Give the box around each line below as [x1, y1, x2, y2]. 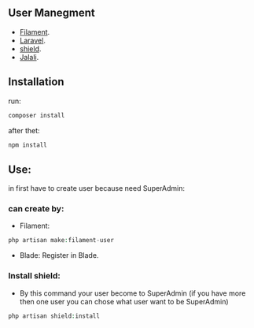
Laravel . [19, 35, 46, 45]
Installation [8, 75, 64, 89]
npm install [8, 141, 47, 149]
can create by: [8, 203, 64, 214]
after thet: [8, 125, 41, 135]
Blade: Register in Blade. [19, 251, 99, 260]
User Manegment [8, 6, 96, 20]
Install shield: [8, 270, 61, 281]
